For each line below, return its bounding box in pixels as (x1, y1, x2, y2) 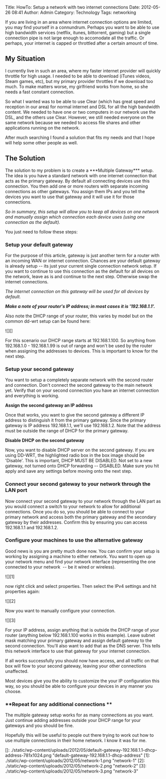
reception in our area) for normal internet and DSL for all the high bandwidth (5, 104, 160, 110)
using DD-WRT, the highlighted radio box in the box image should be (5, 452, 145, 458)
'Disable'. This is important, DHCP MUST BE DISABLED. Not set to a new (5, 458, 152, 464)
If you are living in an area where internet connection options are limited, (5, 19, 153, 25)
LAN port (5, 487, 28, 494)
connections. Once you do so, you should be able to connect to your (5, 508, 145, 514)
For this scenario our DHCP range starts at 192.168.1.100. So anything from (5, 337, 156, 343)
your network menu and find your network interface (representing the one (5, 559, 156, 565)
